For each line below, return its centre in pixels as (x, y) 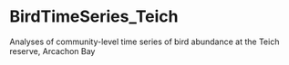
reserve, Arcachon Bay (52, 51)
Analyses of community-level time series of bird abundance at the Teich (144, 42)
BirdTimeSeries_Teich (94, 17)
